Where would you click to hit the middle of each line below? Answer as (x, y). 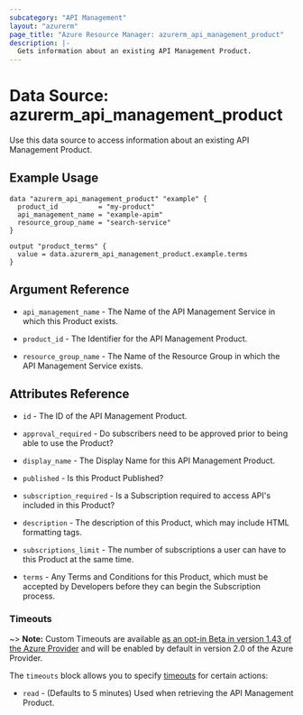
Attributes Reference (69, 394)
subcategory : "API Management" (68, 18)
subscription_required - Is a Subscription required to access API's (147, 495)
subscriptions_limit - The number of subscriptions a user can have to (154, 549)
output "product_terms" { (58, 246)
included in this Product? (69, 505)
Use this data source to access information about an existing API (129, 140)
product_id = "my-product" (86, 207)
